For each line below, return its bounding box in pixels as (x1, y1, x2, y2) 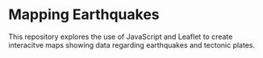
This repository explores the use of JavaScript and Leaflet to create (8, 32, 233, 41)
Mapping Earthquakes (8, 6, 160, 24)
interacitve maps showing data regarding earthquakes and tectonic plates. (8, 40, 256, 49)
